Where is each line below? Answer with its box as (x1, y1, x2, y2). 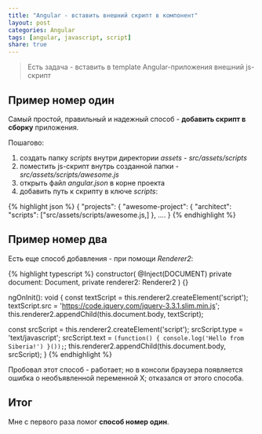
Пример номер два (8, 233, 107, 246)
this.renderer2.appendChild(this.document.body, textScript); (8, 309, 204, 318)
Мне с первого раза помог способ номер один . (8, 417, 170, 426)
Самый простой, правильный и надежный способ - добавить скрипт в (8, 114, 246, 123)
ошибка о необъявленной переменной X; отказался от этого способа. (8, 373, 245, 382)
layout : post (8, 19, 51, 27)
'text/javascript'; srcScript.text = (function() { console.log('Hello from (8, 333, 245, 342)
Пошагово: (8, 138, 45, 147)
